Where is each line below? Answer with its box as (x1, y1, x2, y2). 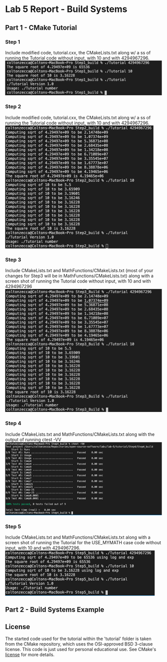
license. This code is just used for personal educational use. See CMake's (5, 647, 157, 653)
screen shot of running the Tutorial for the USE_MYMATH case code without (5, 540, 162, 546)
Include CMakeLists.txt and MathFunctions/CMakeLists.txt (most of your (5, 268, 154, 274)
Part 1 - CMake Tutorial (5, 23, 77, 32)
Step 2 (5, 103, 21, 110)
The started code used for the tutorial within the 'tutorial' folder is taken (5, 636, 152, 642)
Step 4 (5, 420, 21, 427)
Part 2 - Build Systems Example (5, 606, 104, 614)
